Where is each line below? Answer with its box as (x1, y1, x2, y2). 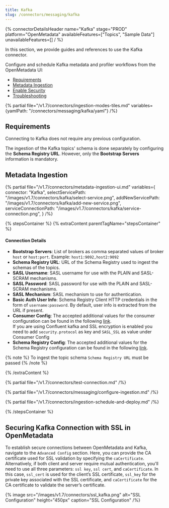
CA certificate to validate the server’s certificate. (5, 482, 106, 488)
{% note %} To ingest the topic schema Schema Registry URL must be (5, 354, 149, 360)
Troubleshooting (12, 93, 47, 99)
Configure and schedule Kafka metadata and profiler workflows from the (5, 61, 156, 67)
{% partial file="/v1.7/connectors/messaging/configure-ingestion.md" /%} (5, 389, 159, 395)
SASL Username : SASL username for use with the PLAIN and (12, 270, 140, 276)
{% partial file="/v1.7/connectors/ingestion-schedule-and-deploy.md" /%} (5, 399, 159, 405)
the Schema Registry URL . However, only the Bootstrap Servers (5, 151, 139, 157)
